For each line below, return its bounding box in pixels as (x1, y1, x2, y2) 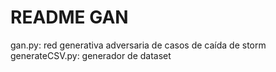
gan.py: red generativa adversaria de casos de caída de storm (10, 39, 267, 51)
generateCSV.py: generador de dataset (10, 49, 172, 61)
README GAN (10, 6, 129, 29)
